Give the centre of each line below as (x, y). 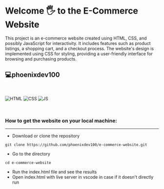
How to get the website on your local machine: (61, 121)
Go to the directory (31, 154)
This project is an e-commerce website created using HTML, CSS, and (76, 38)
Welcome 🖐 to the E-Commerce (72, 11)
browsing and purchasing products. (41, 59)
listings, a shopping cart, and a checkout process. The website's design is (80, 48)
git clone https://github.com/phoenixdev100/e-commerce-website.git (76, 145)
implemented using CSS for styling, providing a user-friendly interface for (79, 54)
